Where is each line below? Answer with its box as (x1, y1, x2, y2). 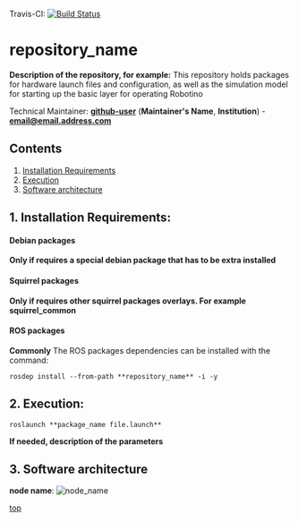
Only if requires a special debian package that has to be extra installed (9, 255, 277, 266)
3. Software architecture (9, 461, 149, 476)
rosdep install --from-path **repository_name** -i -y (9, 372, 218, 381)
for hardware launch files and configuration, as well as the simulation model (9, 79, 288, 90)
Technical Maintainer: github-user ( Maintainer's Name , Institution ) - (9, 106, 266, 116)
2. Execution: (9, 397, 85, 412)
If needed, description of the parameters (9, 435, 164, 447)
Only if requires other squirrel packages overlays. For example (9, 295, 246, 306)
